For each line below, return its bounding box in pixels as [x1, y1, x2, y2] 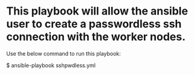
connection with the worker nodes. [6, 30, 186, 44]
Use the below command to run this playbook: [6, 50, 121, 57]
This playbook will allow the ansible [6, 4, 189, 18]
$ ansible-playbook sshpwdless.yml [6, 62, 95, 69]
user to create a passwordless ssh [6, 17, 182, 31]
